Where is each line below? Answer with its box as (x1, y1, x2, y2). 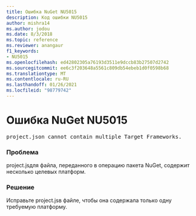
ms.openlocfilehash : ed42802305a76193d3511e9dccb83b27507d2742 (6, 59, 169, 65)
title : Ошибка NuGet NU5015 (6, 8, 77, 15)
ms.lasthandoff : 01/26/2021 (6, 82, 77, 88)
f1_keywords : (6, 48, 39, 54)
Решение (6, 183, 35, 192)
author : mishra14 (6, 20, 50, 26)
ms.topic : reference (6, 37, 59, 43)
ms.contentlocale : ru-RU (6, 76, 69, 82)
